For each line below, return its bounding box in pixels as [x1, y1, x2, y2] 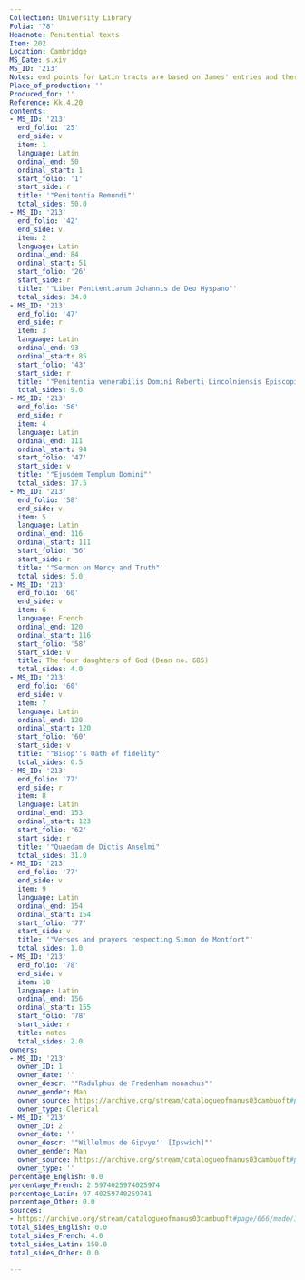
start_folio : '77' [17, 918, 88, 928]
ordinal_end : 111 [17, 436, 84, 446]
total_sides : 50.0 [17, 199, 88, 209]
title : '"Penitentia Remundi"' [17, 191, 136, 200]
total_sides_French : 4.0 [9, 1231, 103, 1240]
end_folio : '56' [17, 402, 79, 412]
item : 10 [17, 977, 51, 987]
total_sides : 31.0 [17, 851, 88, 860]
